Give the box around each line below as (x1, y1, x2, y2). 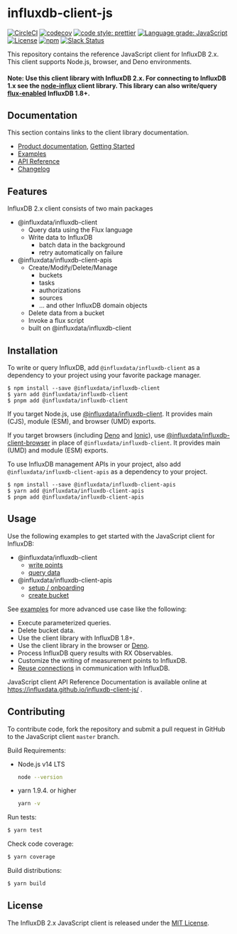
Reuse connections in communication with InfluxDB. (17, 664, 170, 672)
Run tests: (7, 813, 37, 822)
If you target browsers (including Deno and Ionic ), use (7, 430, 165, 439)
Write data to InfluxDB (28, 233, 93, 242)
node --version (17, 773, 63, 780)
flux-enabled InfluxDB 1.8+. (7, 89, 90, 97)
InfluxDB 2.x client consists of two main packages (7, 204, 154, 213)
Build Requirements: (7, 745, 66, 755)
